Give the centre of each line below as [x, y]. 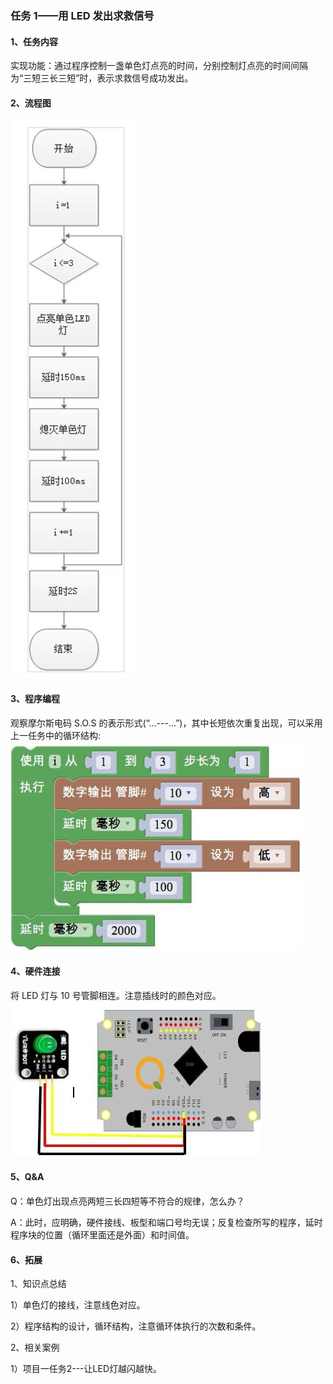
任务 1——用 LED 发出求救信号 [82, 15]
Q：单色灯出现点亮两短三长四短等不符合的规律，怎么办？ [127, 1201]
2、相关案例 [35, 1348]
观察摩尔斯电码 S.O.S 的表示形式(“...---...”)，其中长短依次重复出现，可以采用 [166, 723]
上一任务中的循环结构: [56, 735]
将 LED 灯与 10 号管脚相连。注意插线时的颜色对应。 [116, 995]
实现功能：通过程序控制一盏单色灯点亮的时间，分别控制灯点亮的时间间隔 [159, 66]
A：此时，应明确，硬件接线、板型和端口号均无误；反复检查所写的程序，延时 [166, 1222]
